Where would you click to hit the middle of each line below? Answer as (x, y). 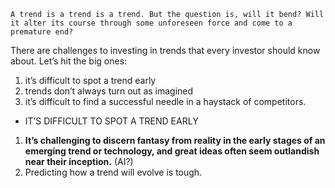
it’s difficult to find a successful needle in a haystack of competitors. (165, 101)
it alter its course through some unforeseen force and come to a (151, 23)
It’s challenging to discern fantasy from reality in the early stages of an (175, 140)
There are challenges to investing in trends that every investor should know (165, 50)
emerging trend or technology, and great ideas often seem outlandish (172, 151)
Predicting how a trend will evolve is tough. (113, 172)
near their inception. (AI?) (79, 161)
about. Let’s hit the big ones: (69, 61)
